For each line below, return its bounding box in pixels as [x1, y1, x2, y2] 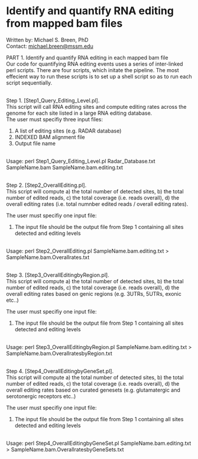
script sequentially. [6, 79, 53, 86]
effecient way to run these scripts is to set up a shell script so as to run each [6, 73, 192, 80]
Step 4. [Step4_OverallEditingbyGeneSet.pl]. [6, 367, 114, 374]
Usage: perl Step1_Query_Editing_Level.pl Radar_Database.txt [6, 157, 155, 164]
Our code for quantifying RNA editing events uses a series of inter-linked [6, 60, 183, 67]
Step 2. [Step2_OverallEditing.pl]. [6, 182, 87, 189]
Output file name [14, 140, 56, 147]
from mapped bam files [6, 17, 123, 30]
